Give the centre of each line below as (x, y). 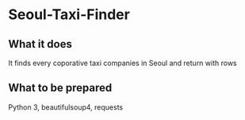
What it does (40, 44)
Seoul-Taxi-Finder (69, 15)
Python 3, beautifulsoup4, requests (66, 107)
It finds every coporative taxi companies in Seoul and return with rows (122, 63)
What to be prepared (60, 88)
